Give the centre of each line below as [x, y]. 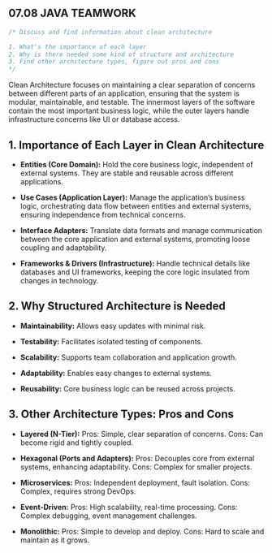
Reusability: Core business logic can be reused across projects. [127, 388]
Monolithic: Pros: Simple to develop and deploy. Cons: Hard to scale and [142, 531]
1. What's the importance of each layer [78, 47]
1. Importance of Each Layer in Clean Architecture [136, 145]
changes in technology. [59, 281]
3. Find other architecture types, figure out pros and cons [114, 62]
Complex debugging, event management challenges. [108, 516]
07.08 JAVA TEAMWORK [72, 13]
